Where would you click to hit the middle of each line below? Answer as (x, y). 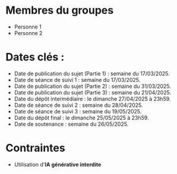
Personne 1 (28, 27)
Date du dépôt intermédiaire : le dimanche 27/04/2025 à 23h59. (92, 99)
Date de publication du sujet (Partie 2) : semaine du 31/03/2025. (93, 86)
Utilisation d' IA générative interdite (58, 164)
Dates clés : (35, 57)
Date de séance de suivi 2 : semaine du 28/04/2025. (78, 105)
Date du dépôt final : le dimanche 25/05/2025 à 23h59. (81, 118)
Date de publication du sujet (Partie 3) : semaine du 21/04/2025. (93, 92)
